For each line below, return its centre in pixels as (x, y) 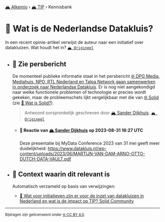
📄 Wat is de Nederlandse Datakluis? (79, 29)
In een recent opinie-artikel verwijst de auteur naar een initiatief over (74, 42)
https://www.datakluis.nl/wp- (77, 148)
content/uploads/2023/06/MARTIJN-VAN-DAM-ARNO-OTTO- (82, 154)
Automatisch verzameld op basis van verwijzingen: (64, 186)
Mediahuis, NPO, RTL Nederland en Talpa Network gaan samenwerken (84, 81)
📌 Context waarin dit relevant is (61, 174)
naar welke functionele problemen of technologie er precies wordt (79, 92)
